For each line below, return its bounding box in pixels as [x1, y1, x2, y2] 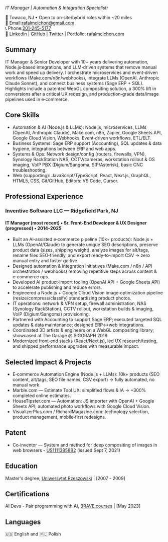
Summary [5, 45, 37, 54]
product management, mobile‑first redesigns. [12, 414, 106, 420]
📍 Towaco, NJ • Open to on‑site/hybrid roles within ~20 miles [5, 15, 132, 20]
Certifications [5, 490, 50, 498]
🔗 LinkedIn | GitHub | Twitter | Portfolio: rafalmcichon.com [5, 31, 124, 37]
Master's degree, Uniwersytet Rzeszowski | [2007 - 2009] [5, 475, 125, 481]
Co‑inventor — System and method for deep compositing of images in [12, 442, 157, 448]
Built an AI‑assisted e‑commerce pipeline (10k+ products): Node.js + [12, 237, 154, 243]
